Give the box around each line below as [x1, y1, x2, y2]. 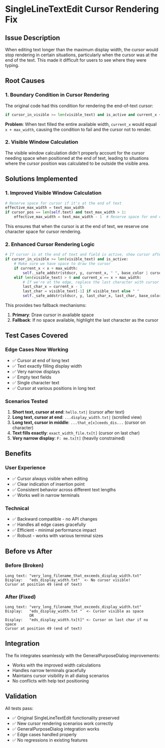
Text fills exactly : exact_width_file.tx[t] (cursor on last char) [12, 430, 140, 436]
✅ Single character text [12, 379, 60, 385]
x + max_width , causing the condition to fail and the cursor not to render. [5, 126, 152, 132]
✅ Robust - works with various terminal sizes [12, 533, 104, 539]
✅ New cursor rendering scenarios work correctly [12, 720, 113, 726]
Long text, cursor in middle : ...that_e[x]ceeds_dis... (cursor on [12, 419, 146, 425]
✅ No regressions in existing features [12, 737, 88, 743]
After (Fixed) [5, 593, 36, 600]
